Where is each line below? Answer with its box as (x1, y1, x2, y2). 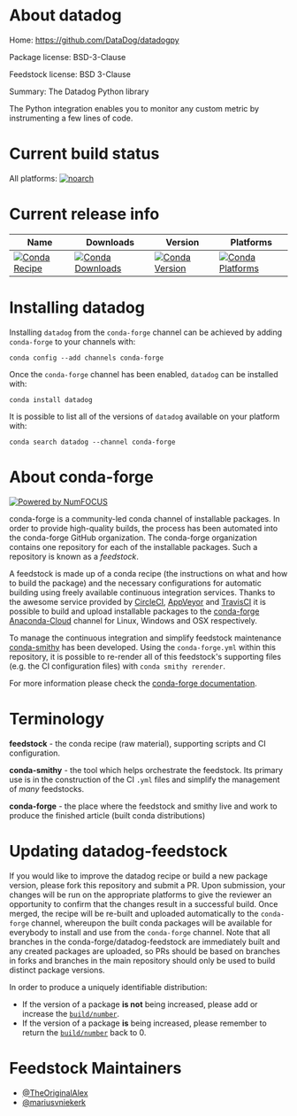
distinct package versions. (9, 965, 105, 975)
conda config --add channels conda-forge (9, 353, 164, 362)
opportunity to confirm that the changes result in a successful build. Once (9, 898, 278, 909)
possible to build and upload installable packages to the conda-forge (9, 606, 260, 616)
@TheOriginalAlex (21, 1087, 88, 1098)
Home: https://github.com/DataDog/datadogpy (9, 35, 179, 45)
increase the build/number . (21, 1008, 120, 1019)
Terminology (9, 709, 104, 729)
